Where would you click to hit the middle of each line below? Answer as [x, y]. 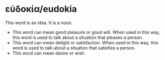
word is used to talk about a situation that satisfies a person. [74, 48]
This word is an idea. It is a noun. [39, 23]
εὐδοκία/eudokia [41, 9]
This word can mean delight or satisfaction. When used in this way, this [85, 42]
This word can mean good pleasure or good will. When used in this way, [86, 32]
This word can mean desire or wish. [49, 53]
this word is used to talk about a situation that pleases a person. [78, 37]
